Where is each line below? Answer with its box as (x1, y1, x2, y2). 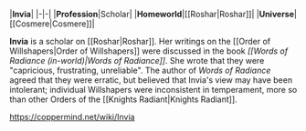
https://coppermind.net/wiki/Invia (9, 112, 135, 122)
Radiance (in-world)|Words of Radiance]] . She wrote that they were (9, 55, 265, 65)
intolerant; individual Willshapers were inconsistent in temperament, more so (9, 85, 298, 95)
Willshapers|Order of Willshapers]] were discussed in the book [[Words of (9, 45, 289, 56)
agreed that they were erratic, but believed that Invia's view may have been (9, 75, 293, 86)
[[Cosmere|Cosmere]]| (9, 18, 95, 29)
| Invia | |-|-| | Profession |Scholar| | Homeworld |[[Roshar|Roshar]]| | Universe (9, 9, 295, 19)
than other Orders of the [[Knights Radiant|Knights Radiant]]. (9, 94, 237, 105)
